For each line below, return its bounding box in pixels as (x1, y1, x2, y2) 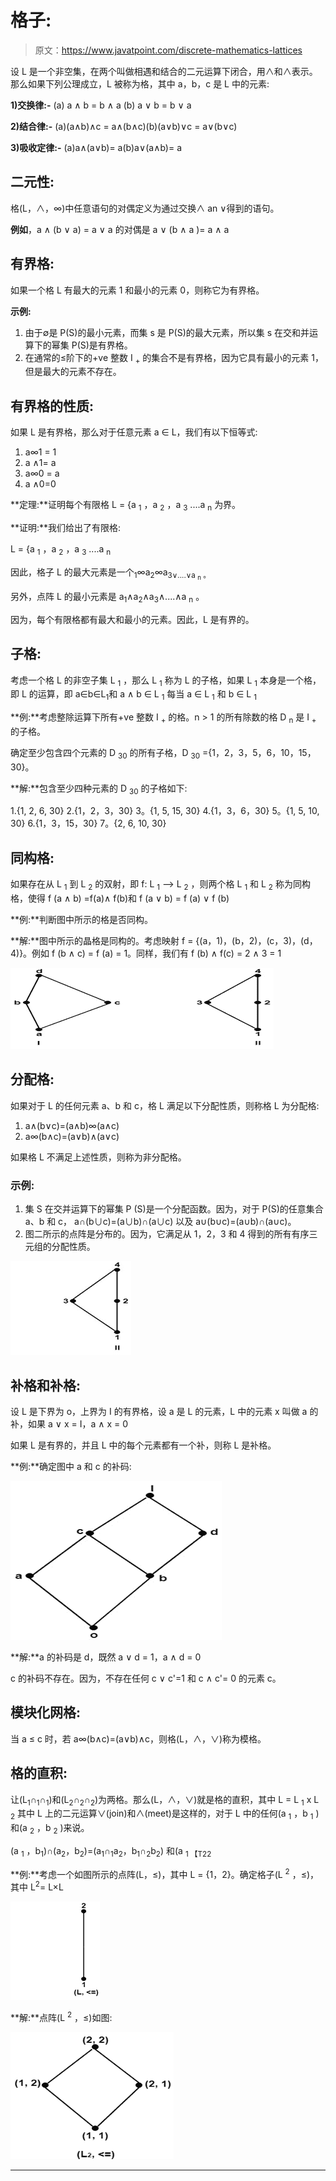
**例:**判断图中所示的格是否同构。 (10, 914, 154, 926)
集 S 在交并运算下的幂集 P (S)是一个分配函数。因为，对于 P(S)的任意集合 (24, 1203, 324, 1215)
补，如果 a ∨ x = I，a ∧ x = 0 (10, 1418, 129, 1430)
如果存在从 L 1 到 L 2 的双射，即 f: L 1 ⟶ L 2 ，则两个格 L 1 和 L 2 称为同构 (10, 878, 311, 893)
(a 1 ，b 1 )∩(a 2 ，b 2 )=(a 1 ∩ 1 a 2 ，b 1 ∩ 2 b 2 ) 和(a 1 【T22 (10, 1845, 212, 1859)
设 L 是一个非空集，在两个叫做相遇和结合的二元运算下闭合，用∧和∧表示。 (10, 65, 318, 77)
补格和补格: (10, 1377, 82, 1394)
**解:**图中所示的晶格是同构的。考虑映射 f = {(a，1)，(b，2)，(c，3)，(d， (10, 935, 318, 947)
